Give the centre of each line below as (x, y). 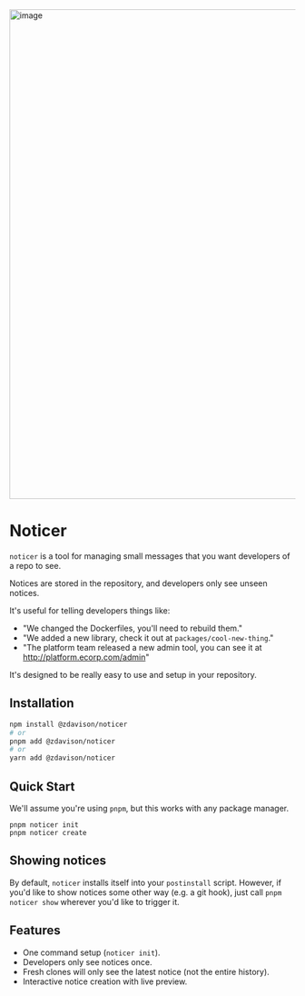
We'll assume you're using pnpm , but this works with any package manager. (149, 808)
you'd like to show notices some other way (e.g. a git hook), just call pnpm (146, 892)
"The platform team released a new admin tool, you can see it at (142, 647)
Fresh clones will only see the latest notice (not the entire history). (146, 971)
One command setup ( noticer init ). (91, 952)
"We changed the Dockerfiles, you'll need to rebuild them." (133, 628)
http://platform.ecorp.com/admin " (86, 657)
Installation (42, 703)
